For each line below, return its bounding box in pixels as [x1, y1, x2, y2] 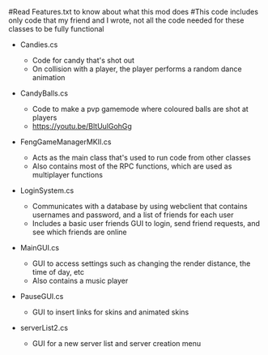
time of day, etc [32, 267, 85, 276]
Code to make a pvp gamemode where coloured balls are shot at [32, 105, 249, 113]
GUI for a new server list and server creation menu [32, 339, 201, 348]
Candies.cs [19, 40, 58, 49]
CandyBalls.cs [19, 88, 69, 98]
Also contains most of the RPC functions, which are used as [32, 161, 232, 171]
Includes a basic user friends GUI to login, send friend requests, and [32, 219, 261, 228]
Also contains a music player [32, 276, 129, 285]
